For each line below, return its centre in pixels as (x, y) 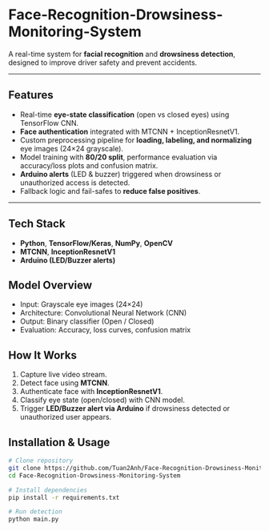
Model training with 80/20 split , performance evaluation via (118, 157)
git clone (25, 468)
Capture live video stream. (63, 375)
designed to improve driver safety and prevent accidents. (103, 62)
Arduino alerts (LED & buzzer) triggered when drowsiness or (120, 174)
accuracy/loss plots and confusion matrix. (89, 165)
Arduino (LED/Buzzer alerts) (68, 260)
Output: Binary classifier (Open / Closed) (87, 321)
